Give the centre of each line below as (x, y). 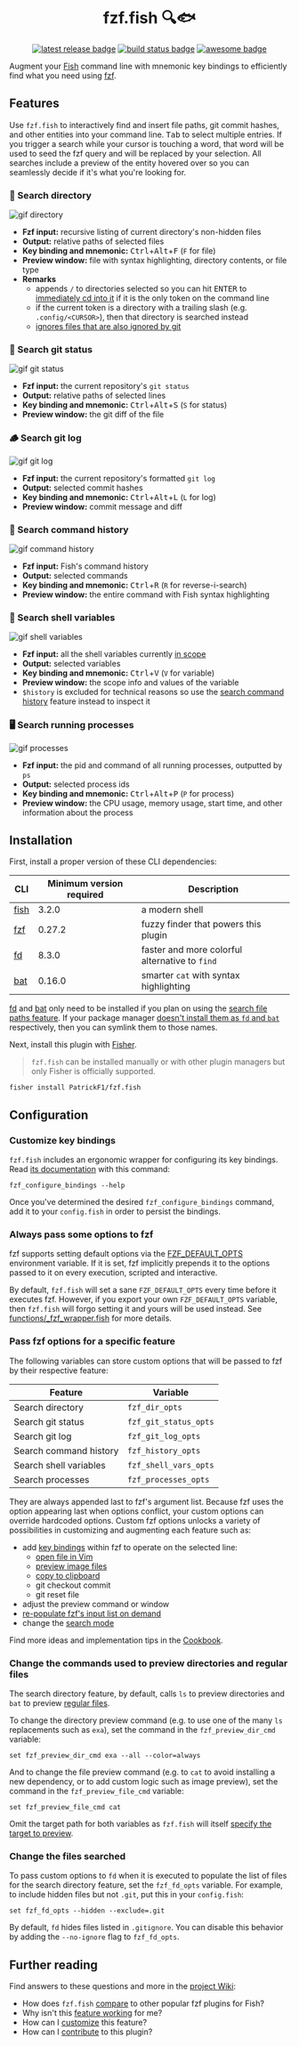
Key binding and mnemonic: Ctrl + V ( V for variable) (118, 673)
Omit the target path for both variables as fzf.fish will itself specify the (141, 1824)
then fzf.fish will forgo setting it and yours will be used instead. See (136, 1309)
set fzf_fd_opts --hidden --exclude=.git (87, 1911)
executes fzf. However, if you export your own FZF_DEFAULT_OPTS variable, (144, 1299)
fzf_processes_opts (169, 1480)
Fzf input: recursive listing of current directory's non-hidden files (141, 232)
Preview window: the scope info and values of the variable (130, 683)
